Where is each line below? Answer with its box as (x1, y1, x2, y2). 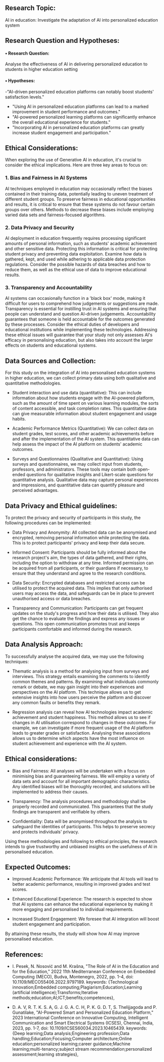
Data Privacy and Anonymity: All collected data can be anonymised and (12, 529, 157, 535)
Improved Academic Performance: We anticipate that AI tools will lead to (12, 876, 159, 882)
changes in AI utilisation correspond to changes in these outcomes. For (12, 719, 156, 725)
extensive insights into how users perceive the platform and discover (12, 694, 151, 700)
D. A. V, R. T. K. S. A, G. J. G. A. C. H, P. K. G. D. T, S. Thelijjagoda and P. (12, 1004, 157, 1010)
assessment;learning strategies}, (12, 1051, 79, 1058)
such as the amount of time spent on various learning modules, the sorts (12, 400, 159, 406)
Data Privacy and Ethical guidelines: (5, 502, 117, 510)
